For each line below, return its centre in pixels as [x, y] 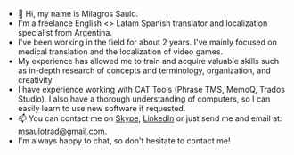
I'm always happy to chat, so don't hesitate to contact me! [124, 141]
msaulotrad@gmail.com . [62, 131]
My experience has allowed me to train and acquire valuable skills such [148, 61]
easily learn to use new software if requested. [102, 108]
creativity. [36, 80]
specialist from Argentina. [65, 33]
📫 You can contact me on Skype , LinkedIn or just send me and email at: [150, 118]
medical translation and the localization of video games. [120, 52]
